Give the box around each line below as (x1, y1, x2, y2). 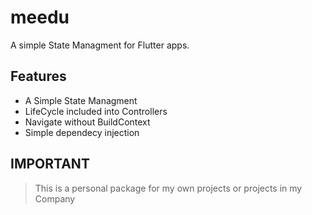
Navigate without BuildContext (24, 116, 151, 128)
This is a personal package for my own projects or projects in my (34, 182, 303, 194)
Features (10, 68, 67, 85)
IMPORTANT (10, 156, 90, 173)
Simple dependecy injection (24, 126, 140, 138)
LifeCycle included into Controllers (24, 105, 168, 117)
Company (34, 192, 76, 205)
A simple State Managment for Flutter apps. (10, 39, 190, 51)
